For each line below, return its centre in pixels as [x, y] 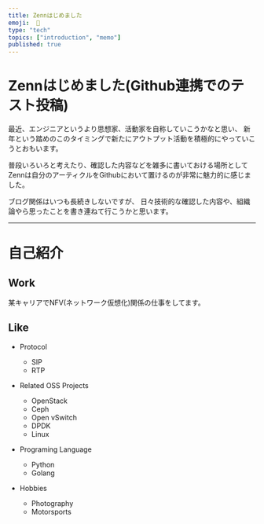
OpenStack [49, 401]
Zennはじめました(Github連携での [119, 86]
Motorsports [51, 511]
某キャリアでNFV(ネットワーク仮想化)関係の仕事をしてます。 [107, 302]
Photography [52, 503]
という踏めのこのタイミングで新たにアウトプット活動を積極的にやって [128, 139]
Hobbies [33, 488]
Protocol [33, 346]
